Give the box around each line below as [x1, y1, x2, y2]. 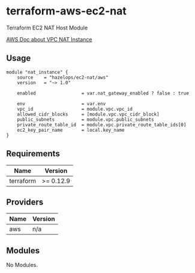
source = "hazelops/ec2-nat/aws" [17, 74, 109, 81]
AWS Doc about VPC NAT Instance [6, 35, 92, 43]
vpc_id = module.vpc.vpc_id [17, 106, 133, 112]
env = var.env [17, 100, 106, 106]
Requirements [6, 149, 60, 159]
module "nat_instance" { [6, 69, 68, 75]
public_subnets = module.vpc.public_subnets [17, 116, 154, 123]
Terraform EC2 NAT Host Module [6, 24, 88, 31]
